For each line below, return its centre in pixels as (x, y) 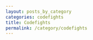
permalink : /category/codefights (46, 28)
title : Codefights (28, 22)
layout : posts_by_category (39, 11)
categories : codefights (35, 17)
